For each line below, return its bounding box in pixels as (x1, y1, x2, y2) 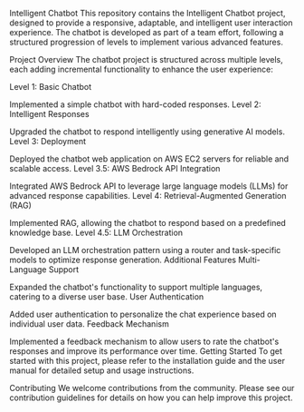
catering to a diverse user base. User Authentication (9, 291, 204, 302)
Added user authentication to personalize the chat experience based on (9, 309, 278, 319)
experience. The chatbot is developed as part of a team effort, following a (9, 27, 284, 37)
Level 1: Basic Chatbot (9, 82, 92, 92)
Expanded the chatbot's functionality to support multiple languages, (9, 281, 263, 292)
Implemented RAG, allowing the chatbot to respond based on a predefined (9, 218, 287, 228)
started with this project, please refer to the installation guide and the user (9, 356, 285, 366)
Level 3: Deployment (9, 136, 87, 146)
